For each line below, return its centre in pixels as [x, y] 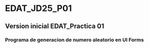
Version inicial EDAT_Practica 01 [55, 26]
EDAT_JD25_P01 [38, 8]
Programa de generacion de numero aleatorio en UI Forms [74, 40]
